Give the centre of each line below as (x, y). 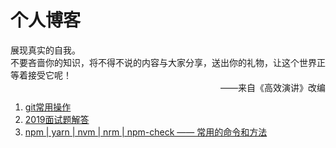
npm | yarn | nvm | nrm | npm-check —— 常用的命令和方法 (146, 132)
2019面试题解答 (57, 119)
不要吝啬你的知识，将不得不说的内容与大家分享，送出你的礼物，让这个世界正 (168, 62)
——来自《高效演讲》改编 (273, 87)
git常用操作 (48, 107)
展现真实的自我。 (45, 50)
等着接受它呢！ (41, 75)
